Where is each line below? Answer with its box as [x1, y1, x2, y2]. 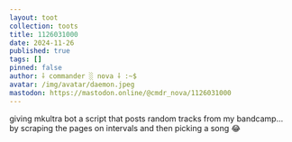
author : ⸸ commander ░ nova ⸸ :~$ [9, 72, 137, 81]
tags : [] [9, 55, 42, 64]
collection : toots [9, 22, 78, 31]
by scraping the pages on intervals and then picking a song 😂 [9, 122, 242, 133]
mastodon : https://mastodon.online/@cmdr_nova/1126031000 [9, 88, 232, 97]
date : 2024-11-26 [9, 38, 75, 48]
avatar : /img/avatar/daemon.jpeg [9, 80, 135, 89]
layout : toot [9, 13, 59, 22]
